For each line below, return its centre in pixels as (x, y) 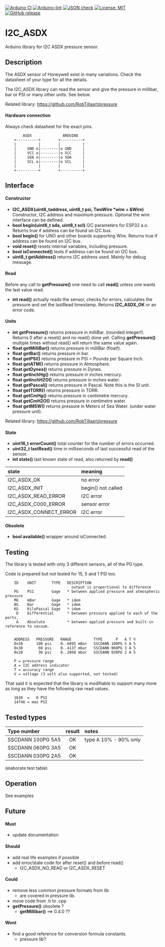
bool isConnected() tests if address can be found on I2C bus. (75, 251)
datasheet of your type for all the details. (46, 79)
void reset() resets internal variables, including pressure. (70, 246)
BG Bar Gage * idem (47, 605)
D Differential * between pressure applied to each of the (87, 613)
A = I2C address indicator (42, 665)
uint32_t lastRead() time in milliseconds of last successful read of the (83, 449)
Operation (21, 784)
